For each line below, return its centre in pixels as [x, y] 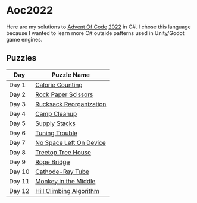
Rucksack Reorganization [71, 104]
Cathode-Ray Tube [62, 172]
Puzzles [21, 58]
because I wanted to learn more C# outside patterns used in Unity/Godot [95, 33]
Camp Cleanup [56, 113]
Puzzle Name [71, 75]
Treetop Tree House [63, 152]
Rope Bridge [53, 162]
